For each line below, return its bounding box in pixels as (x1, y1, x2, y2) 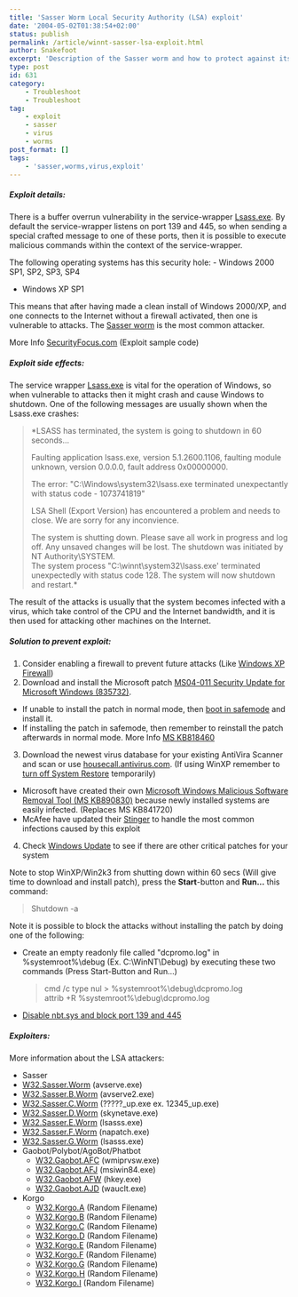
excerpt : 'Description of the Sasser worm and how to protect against (9, 54, 276, 63)
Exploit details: (9, 188, 67, 200)
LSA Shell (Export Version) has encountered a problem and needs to (30, 506, 281, 516)
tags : (9, 153, 29, 163)
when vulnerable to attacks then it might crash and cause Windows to (9, 389, 264, 400)
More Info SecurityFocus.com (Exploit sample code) (9, 337, 200, 348)
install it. (21, 713, 53, 725)
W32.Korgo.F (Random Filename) (35, 1250, 158, 1261)
